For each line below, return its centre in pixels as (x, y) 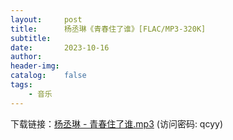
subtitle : (31, 38)
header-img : (35, 66)
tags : (21, 85)
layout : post (46, 19)
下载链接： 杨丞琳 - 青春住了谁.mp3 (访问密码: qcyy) (116, 123)
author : (26, 57)
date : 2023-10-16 (60, 47)
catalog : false (48, 76)
